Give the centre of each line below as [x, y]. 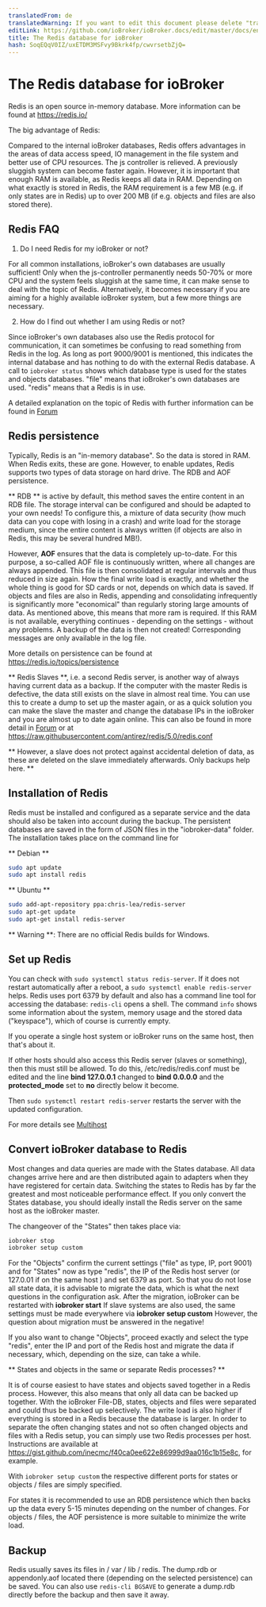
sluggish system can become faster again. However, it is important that [124, 171]
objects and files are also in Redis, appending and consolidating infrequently [133, 595]
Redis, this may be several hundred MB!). [75, 538]
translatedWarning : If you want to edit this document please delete [125, 23]
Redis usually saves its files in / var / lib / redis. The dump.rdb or [113, 1570]
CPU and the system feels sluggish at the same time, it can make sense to [129, 281]
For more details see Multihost [58, 1125]
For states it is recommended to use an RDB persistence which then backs [129, 1500]
